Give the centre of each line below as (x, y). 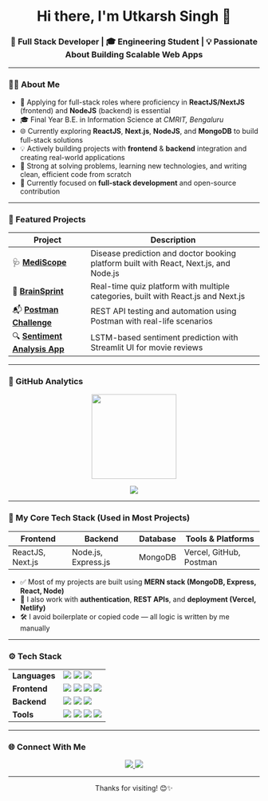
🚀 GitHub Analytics (46, 381)
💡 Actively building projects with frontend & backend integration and (133, 148)
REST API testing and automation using (164, 311)
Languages (34, 675)
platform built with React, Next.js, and (161, 264)
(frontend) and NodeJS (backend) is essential (95, 110)
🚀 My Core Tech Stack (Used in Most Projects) (99, 518)
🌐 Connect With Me (47, 747)
